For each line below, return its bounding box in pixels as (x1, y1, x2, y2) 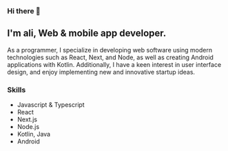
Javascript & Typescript (17, 101, 85, 109)
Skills (7, 85, 26, 94)
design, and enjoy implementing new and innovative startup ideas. (7, 68, 195, 76)
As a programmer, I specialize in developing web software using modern (7, 46, 213, 54)
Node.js (17, 123, 40, 131)
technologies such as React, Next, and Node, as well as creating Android (7, 53, 214, 61)
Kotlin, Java (17, 130, 50, 139)
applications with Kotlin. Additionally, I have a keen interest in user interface (7, 60, 222, 68)
